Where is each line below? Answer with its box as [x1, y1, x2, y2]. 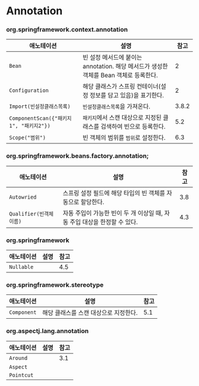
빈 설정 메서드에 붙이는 [82, 54, 142, 62]
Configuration [9, 87, 49, 94]
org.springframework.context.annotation [6, 26, 129, 34]
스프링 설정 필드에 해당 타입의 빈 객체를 [62, 189, 165, 197]
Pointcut [9, 372, 34, 378]
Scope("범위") [9, 134, 46, 141]
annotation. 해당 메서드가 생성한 [82, 62, 168, 71]
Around [9, 354, 28, 361]
